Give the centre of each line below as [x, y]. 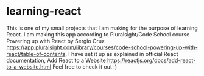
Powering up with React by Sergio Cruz [55, 41]
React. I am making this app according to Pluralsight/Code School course [98, 34]
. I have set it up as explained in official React [121, 54]
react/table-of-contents [36, 54]
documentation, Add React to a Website [56, 60]
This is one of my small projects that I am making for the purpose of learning [102, 28]
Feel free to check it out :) [85, 67]
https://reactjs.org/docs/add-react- [152, 60]
